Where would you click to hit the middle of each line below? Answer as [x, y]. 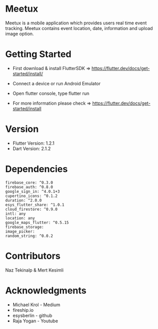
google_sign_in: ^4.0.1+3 [32, 191]
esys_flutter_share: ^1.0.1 [35, 205]
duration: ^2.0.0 [24, 200]
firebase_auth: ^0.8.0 [29, 187]
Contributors [33, 256]
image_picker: [20, 232]
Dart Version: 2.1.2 [32, 148]
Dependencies [36, 169]
